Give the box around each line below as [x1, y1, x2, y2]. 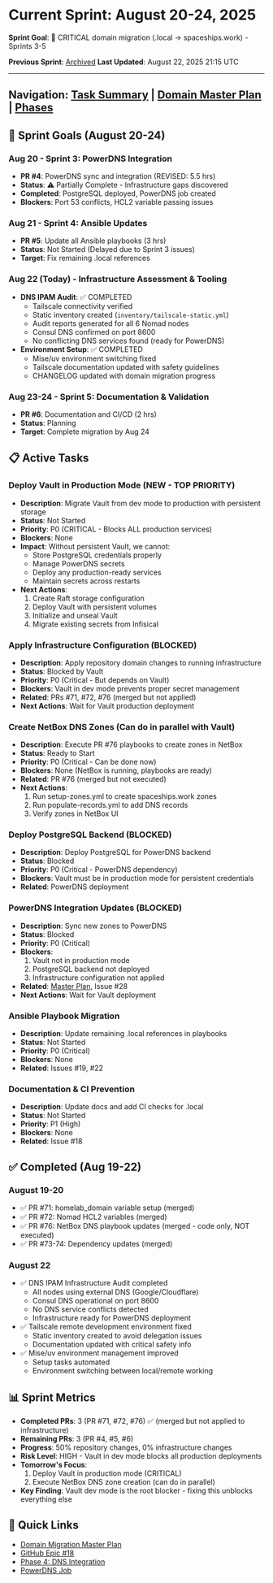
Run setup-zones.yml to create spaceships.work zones [32, 791, 217, 801]
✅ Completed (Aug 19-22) [8, 1160, 142, 1173]
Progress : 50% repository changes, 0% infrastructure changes [19, 1442, 232, 1452]
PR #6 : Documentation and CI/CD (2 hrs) [19, 409, 157, 419]
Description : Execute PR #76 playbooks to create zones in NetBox [19, 739, 243, 749]
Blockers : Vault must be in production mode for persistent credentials [19, 874, 254, 883]
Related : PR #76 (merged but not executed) [19, 774, 167, 784]
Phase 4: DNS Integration [19, 1556, 106, 1566]
